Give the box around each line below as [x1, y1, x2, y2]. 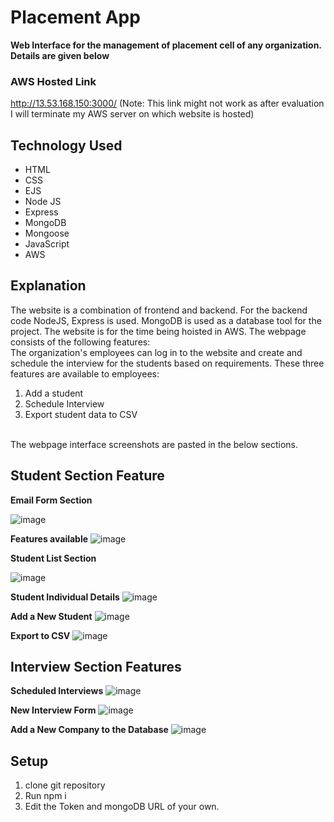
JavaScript [24, 238, 70, 250]
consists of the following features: [10, 336, 151, 348]
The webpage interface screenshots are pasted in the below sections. [10, 438, 299, 450]
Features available [10, 532, 89, 545]
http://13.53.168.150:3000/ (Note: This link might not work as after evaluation [10, 97, 325, 110]
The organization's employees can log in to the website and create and [10, 346, 303, 358]
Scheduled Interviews [10, 685, 104, 697]
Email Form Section [10, 494, 93, 506]
